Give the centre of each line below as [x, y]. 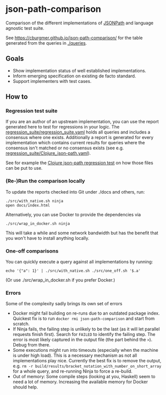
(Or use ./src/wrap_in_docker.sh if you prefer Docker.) [61, 280]
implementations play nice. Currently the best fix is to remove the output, [87, 361]
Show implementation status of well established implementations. [79, 70]
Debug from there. [32, 345]
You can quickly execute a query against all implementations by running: [79, 262]
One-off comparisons [32, 251]
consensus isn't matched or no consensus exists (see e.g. [65, 148]
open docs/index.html [28, 205]
